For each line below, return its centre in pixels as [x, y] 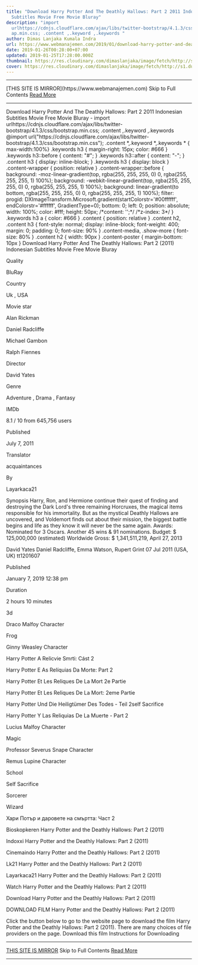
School [15, 773]
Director [16, 363]
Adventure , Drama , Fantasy [41, 398]
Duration [17, 590]
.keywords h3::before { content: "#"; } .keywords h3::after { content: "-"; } [95, 156]
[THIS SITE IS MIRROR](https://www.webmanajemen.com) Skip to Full [91, 88]
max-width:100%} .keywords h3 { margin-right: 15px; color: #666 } [87, 149]
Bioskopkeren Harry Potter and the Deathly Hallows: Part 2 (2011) [85, 830]
